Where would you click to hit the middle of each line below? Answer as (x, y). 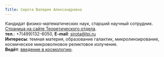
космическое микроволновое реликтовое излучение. (61, 44)
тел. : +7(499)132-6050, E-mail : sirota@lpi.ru (51, 34)
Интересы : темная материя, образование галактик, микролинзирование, (82, 39)
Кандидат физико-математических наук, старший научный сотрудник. (79, 23)
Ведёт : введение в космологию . (39, 49)
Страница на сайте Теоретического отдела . (51, 28)
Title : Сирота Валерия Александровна (44, 9)
